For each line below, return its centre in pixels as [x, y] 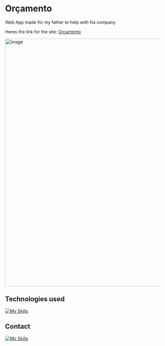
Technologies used [35, 299]
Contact [18, 327]
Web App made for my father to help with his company [60, 22]
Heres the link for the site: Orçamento [43, 31]
